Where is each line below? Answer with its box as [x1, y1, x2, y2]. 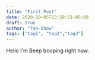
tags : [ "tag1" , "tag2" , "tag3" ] [6, 31, 84, 37]
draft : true [6, 20, 36, 26]
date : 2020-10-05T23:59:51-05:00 [6, 14, 89, 20]
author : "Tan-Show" [6, 25, 55, 31]
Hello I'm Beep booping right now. [6, 47, 90, 54]
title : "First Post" [6, 8, 58, 15]
